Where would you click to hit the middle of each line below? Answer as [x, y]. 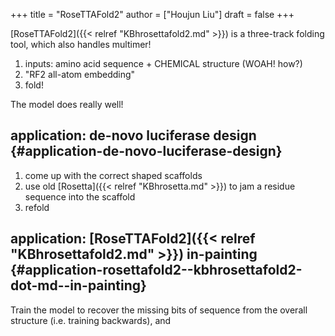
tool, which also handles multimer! [81, 44]
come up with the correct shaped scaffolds [113, 175]
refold [37, 207]
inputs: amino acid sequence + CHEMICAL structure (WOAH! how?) [163, 63]
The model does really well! [67, 104]
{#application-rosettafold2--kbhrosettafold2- [156, 270]
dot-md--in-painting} [78, 285]
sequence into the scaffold [80, 196]
